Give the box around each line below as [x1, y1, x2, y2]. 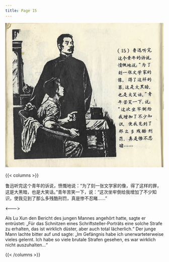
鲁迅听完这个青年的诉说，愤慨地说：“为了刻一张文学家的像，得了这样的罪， [5, 182, 162, 188]
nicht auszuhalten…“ [5, 242, 48, 248]
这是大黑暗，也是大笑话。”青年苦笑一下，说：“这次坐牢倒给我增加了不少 [5, 189, 152, 195]
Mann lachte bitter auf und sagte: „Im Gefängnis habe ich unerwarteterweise [5, 231, 164, 237]
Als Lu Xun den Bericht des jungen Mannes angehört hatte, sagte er [5, 215, 146, 221]
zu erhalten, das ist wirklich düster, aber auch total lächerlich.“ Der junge [5, 226, 156, 232]
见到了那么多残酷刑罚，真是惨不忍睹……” [22, 195, 107, 201]
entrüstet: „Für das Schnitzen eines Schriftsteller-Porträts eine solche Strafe [5, 220, 162, 226]
